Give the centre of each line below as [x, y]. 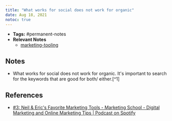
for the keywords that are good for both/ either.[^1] [66, 79]
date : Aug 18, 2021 [26, 15]
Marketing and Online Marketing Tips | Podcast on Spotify [74, 113]
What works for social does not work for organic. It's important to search [90, 74]
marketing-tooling [39, 45]
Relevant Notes [30, 39]
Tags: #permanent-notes [39, 34]
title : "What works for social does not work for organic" [70, 10]
